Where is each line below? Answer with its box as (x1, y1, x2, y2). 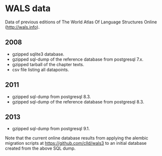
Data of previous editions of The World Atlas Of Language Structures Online (5, 19, 157, 25)
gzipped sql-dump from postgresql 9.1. (12, 126, 90, 132)
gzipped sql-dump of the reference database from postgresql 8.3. (12, 99, 144, 104)
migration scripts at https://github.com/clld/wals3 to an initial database (5, 140, 147, 146)
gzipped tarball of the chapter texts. (12, 61, 84, 67)
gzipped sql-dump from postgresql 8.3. (12, 93, 91, 100)
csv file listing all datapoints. (12, 67, 70, 72)
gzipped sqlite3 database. (12, 51, 65, 57)
